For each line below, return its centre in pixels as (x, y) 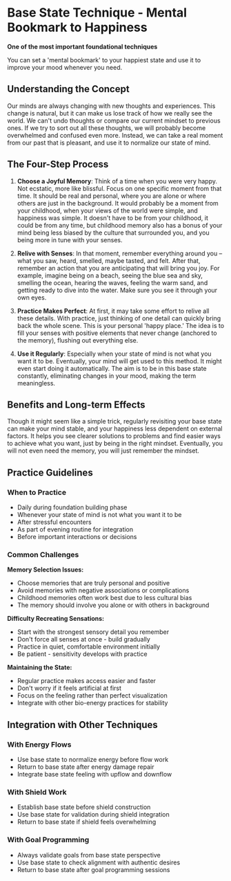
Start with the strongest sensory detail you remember (93, 632)
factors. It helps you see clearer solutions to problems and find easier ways (114, 436)
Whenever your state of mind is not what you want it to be (99, 515)
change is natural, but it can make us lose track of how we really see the (110, 113)
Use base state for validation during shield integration (93, 815)
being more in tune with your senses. (70, 239)
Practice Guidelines (50, 472)
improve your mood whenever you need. (65, 67)
